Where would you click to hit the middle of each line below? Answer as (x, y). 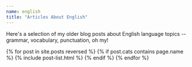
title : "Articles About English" (47, 17)
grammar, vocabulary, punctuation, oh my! (57, 40)
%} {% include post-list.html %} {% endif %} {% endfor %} (78, 58)
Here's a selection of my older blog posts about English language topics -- (96, 33)
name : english (23, 11)
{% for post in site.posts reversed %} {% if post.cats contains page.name (95, 51)
